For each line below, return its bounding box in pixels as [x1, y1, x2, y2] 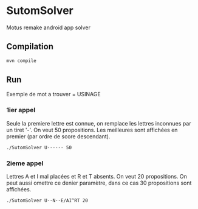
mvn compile [6, 57, 36, 64]
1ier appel [6, 106, 36, 115]
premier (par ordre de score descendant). [6, 132, 111, 140]
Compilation [6, 41, 53, 52]
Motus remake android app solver [6, 24, 91, 31]
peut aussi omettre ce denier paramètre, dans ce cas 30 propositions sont [6, 179, 192, 186]
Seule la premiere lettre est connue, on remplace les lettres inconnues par [6, 119, 191, 127]
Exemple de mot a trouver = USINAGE [6, 91, 101, 98]
